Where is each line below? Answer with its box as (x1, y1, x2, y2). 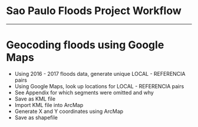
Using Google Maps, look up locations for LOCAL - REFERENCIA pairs (14, 82, 184, 89)
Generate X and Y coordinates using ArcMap (14, 108, 124, 115)
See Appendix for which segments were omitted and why (14, 89, 154, 96)
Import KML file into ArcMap (14, 101, 84, 108)
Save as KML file (14, 95, 56, 102)
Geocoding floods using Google (6, 38, 164, 52)
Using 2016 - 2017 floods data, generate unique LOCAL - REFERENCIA (14, 70, 186, 77)
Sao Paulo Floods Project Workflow (6, 4, 181, 18)
